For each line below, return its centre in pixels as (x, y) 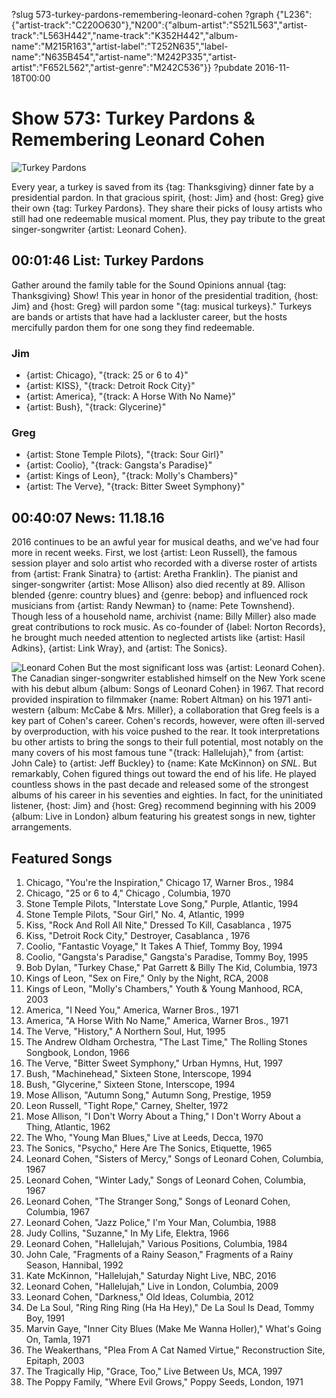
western (28, 710)
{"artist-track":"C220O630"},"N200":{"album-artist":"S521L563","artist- (159, 25)
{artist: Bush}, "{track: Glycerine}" (96, 407)
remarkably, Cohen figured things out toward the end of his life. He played (164, 774)
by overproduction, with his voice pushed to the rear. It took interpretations (165, 731)
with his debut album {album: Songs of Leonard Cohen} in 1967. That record (167, 689)
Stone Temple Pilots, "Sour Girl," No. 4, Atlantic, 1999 (135, 914)
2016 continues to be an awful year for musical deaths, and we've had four (165, 542)
